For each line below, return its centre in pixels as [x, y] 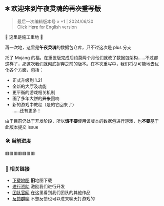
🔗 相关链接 [18, 169]
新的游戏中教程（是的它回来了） [44, 104]
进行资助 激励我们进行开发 [38, 187]
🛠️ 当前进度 [18, 141]
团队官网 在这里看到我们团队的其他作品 [51, 193]
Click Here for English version [47, 27]
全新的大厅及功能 [29, 86]
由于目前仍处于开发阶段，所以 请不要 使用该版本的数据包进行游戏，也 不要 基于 [82, 121]
